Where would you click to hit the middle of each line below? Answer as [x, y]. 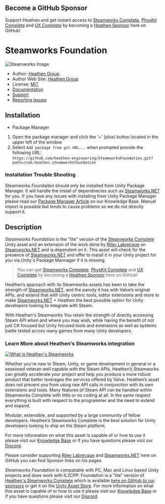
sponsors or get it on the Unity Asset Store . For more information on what [79, 486]
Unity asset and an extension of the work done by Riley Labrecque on [76, 244]
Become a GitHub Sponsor [46, 8]
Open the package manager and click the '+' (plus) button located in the [85, 137]
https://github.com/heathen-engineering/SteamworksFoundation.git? [82, 158]
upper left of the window [37, 142]
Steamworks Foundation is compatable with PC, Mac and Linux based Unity [82, 470]
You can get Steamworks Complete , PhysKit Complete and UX [80, 270]
